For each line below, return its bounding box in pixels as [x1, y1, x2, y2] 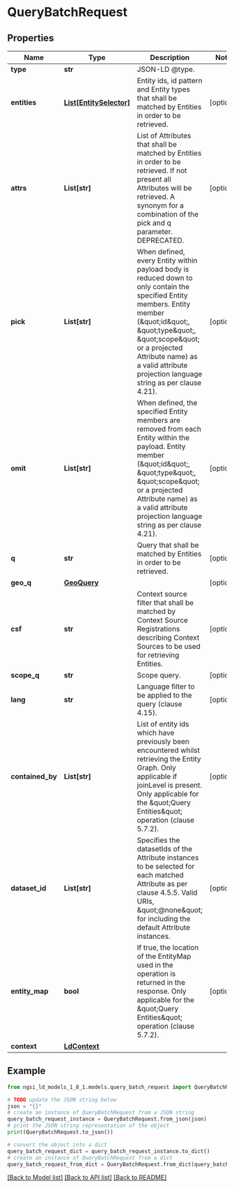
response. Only [136, 986, 187, 996]
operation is [136, 969, 176, 978]
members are [136, 416, 181, 425]
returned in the [136, 978, 186, 987]
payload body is [136, 265, 189, 274]
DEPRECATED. [136, 235, 185, 245]
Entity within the [136, 433, 190, 442]
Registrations [136, 624, 180, 633]
